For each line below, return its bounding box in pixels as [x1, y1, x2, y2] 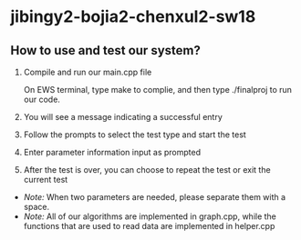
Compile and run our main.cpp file [23, 66, 152, 77]
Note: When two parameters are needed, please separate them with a [23, 192, 286, 202]
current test [23, 175, 68, 185]
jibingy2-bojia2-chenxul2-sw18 [10, 6, 256, 27]
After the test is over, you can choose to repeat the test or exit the [23, 165, 272, 175]
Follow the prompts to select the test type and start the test [23, 129, 247, 140]
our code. [23, 94, 60, 105]
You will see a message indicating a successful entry [23, 112, 223, 122]
